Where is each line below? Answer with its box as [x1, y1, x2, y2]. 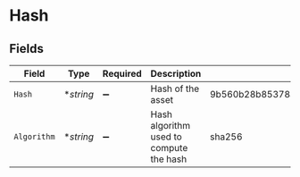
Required [102, 68, 143, 80]
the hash [150, 153, 187, 165]
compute [150, 142, 188, 154]
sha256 [209, 131, 243, 143]
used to [150, 131, 183, 143]
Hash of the [150, 82, 199, 95]
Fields [9, 41, 45, 56]
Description [150, 68, 202, 80]
